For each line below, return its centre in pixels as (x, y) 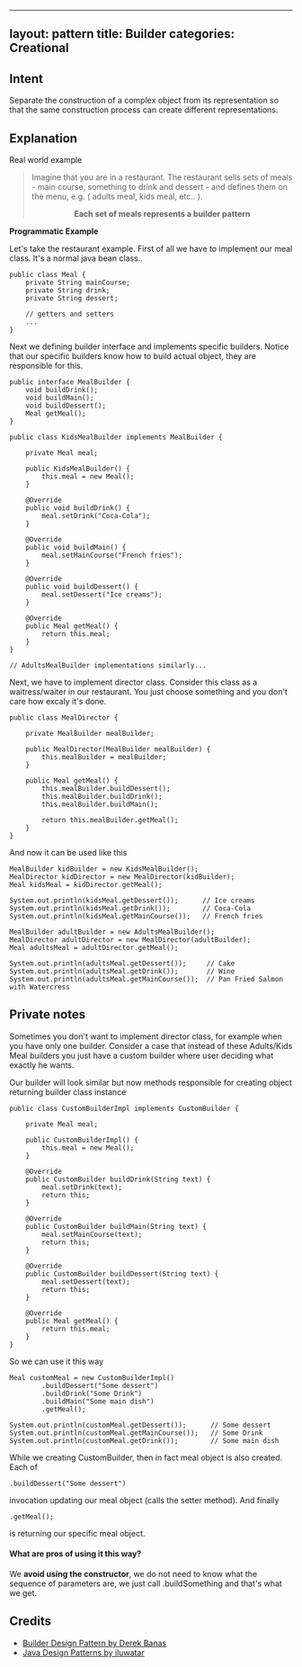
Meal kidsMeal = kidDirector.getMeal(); (86, 885)
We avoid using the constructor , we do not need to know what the (133, 1574)
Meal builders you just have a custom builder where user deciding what (142, 1055)
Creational (39, 48)
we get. (23, 1593)
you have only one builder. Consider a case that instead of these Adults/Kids (151, 1045)
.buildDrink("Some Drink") (92, 1394)
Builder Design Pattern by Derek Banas (94, 1643)
